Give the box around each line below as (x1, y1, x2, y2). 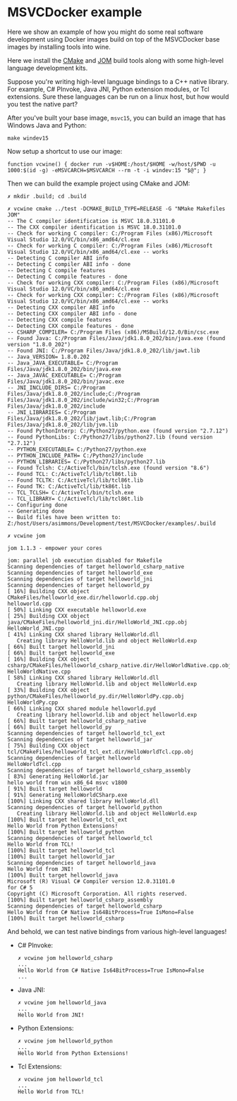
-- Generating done (7, 507, 65, 515)
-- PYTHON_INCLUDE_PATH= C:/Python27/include (7, 452, 143, 459)
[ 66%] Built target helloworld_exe (7, 650, 115, 657)
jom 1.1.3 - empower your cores (7, 545, 102, 552)
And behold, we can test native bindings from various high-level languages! (7, 927, 227, 935)
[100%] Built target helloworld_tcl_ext (7, 816, 128, 823)
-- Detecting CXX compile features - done (7, 322, 134, 329)
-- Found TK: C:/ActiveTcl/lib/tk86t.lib (7, 482, 131, 490)
